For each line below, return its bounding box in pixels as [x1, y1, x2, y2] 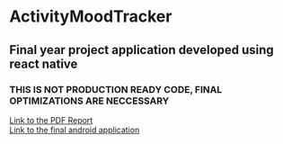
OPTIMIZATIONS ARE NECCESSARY [9, 94, 170, 107]
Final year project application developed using [9, 42, 274, 58]
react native [9, 56, 78, 71]
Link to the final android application [9, 124, 140, 135]
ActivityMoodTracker [9, 6, 172, 27]
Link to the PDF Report [9, 114, 93, 125]
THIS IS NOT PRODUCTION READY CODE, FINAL [9, 83, 223, 95]
